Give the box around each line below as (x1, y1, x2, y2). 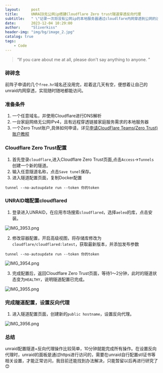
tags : (5, 39, 16, 44)
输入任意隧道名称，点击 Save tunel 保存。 (12, 169, 94, 174)
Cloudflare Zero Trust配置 (5, 144, 67, 151)
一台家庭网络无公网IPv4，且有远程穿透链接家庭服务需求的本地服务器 (12, 119, 149, 125)
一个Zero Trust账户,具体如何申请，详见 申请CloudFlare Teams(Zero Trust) (12, 125, 158, 131)
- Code (14, 43, 27, 48)
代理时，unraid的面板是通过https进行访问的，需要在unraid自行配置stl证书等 (5, 352, 156, 357)
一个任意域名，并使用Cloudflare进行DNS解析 (12, 113, 102, 119)
